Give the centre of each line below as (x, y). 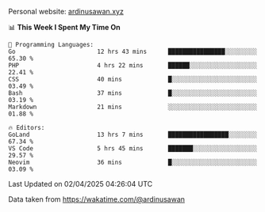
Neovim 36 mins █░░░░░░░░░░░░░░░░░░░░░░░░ (133, 162)
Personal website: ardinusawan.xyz (66, 11)
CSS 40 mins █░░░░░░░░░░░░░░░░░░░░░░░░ (133, 79)
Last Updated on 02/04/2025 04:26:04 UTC (81, 184)
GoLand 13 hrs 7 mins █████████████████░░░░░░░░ (133, 134)
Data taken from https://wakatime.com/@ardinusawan (96, 199)
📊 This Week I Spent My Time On (64, 27)
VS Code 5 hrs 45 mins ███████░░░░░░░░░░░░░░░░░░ (133, 149)
